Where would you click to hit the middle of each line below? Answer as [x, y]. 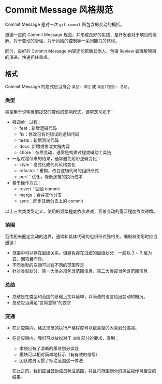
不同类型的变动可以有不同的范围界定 [48, 265]
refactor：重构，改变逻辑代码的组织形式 [59, 171]
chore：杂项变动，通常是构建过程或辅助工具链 [65, 152]
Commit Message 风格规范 [59, 10]
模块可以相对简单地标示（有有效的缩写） [59, 354]
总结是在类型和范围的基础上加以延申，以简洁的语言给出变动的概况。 [80, 296]
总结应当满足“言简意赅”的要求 [42, 302]
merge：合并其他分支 [40, 195]
